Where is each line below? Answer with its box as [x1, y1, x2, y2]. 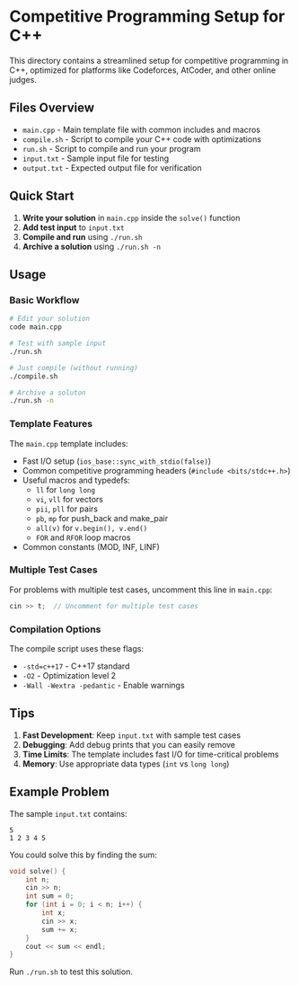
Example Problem [9, 785, 110, 800]
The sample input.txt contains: [9, 808, 128, 819]
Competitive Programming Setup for [9, 6, 286, 27]
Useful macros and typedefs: [22, 475, 130, 485]
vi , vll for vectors [35, 493, 103, 504]
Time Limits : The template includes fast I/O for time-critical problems [22, 749, 279, 759]
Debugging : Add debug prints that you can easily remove [22, 739, 236, 750]
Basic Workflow [9, 294, 80, 306]
